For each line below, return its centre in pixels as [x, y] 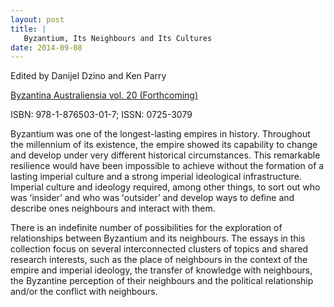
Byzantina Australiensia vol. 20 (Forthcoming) [104, 95]
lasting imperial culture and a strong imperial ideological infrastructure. [156, 177]
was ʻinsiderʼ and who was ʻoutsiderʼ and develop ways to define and [152, 198]
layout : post [37, 19]
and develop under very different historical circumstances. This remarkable [165, 155]
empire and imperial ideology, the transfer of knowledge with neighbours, [161, 270]
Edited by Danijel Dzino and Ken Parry [88, 76]
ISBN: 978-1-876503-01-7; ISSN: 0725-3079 [101, 115]
